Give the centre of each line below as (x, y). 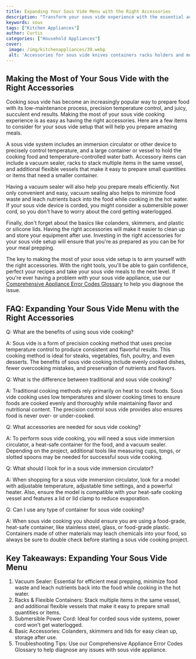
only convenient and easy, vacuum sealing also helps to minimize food (91, 193)
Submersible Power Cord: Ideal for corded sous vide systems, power (97, 619)
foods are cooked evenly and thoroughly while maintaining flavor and (89, 403)
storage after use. (36, 637)
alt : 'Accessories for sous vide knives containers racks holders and (96, 55)
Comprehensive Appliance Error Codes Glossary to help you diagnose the (95, 284)
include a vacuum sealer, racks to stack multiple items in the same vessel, (95, 163)
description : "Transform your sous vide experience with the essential (95, 17)
